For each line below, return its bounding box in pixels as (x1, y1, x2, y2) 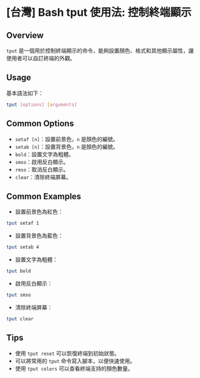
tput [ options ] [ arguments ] (6, 101, 78, 108)
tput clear (6, 315, 34, 322)
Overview (6, 30, 44, 40)
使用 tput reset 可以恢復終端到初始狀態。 (15, 349, 120, 357)
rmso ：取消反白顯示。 (15, 165, 69, 173)
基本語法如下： (6, 89, 44, 97)
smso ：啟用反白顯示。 (15, 158, 69, 165)
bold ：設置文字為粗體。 (15, 150, 75, 158)
